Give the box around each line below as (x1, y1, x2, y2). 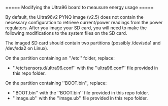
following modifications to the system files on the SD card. (5, 30, 127, 36)
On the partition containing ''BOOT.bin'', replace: (5, 80, 107, 86)
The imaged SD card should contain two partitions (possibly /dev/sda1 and (5, 40, 161, 46)
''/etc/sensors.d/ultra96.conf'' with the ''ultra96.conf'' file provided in (12, 65, 158, 71)
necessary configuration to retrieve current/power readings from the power (5, 20, 163, 25)
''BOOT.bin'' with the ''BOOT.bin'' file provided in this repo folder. (12, 90, 150, 95)
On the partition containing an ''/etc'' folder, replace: (5, 55, 115, 61)
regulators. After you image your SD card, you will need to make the (5, 25, 147, 31)
